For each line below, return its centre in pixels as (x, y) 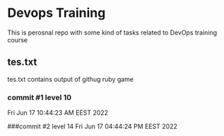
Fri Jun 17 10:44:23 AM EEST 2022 (58, 113)
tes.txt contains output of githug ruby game (71, 79)
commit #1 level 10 (40, 97)
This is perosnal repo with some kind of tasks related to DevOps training (112, 32)
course (18, 39)
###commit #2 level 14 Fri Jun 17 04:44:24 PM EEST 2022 (93, 126)
